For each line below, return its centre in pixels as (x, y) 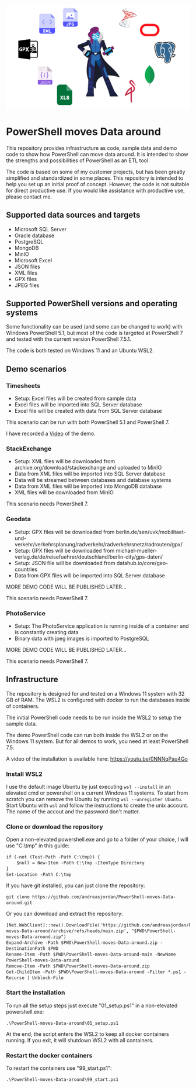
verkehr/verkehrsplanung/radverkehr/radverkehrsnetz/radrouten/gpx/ (98, 544)
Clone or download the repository (55, 827)
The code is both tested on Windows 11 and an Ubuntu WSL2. (80, 351)
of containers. (23, 706)
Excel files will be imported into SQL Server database (78, 405)
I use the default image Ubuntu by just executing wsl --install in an (88, 787)
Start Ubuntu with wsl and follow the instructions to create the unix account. (97, 805)
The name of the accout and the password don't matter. (73, 812)
